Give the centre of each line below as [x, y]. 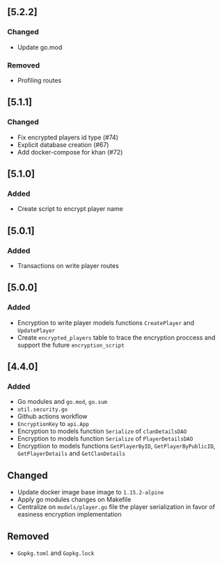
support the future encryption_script [71, 345]
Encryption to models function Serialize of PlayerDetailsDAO [105, 439]
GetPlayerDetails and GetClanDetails [71, 453]
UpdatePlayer [36, 331]
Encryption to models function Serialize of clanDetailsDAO [102, 431]
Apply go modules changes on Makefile [74, 500]
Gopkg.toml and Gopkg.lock [56, 553]
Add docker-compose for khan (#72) [70, 152]
